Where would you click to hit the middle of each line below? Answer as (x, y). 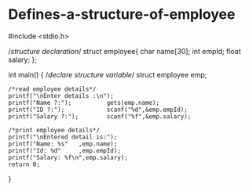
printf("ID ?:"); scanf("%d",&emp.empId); (98, 110)
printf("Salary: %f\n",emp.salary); (68, 157)
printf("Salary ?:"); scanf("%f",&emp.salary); (100, 116)
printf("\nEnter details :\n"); (61, 95)
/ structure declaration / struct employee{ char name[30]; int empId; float (124, 51)
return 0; (24, 164)
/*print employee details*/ (54, 130)
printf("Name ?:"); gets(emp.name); (84, 103)
